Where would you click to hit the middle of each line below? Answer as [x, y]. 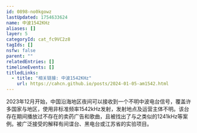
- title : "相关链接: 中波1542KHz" [51, 78]
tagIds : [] [20, 45]
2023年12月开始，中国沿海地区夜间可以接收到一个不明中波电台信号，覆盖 [96, 101]
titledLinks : [22, 73]
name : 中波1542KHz [28, 23]
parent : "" [20, 56]
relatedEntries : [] [30, 61]
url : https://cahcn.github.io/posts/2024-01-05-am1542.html [93, 84]
